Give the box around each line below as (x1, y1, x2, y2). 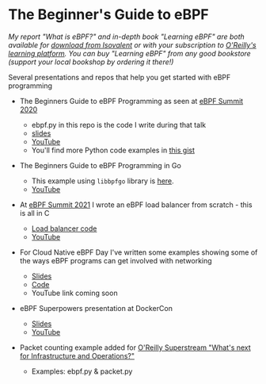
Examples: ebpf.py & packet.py (31, 367, 133, 376)
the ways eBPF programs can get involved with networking (19, 255, 212, 265)
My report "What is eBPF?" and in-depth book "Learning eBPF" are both (8, 32, 245, 41)
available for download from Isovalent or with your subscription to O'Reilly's (8, 40, 256, 49)
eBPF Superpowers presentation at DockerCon (19, 303, 173, 313)
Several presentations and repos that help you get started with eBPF (8, 72, 231, 82)
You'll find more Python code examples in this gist (31, 145, 196, 155)
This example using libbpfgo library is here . (31, 176, 174, 186)
